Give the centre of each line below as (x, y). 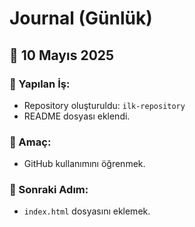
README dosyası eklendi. (77, 116)
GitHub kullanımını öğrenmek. (84, 164)
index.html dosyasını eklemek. (87, 211)
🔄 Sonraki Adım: (49, 190)
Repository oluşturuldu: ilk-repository (104, 105)
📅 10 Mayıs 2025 (62, 55)
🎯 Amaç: (30, 142)
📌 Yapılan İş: (40, 84)
